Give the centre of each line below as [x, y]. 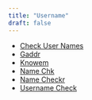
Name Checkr [42, 79]
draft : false [30, 23]
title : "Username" [38, 15]
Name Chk [37, 71]
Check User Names [52, 45]
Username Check [48, 87]
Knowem [34, 62]
